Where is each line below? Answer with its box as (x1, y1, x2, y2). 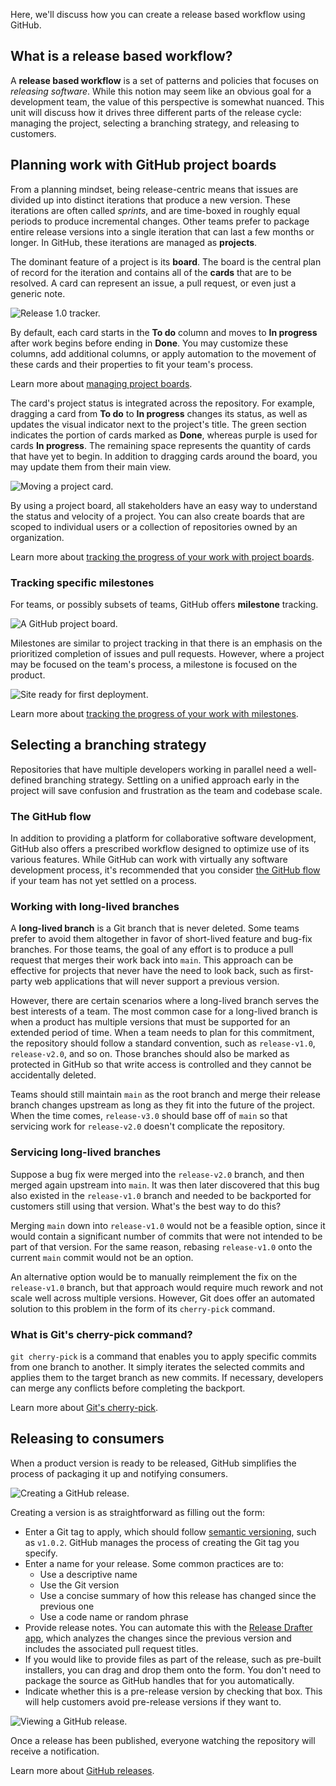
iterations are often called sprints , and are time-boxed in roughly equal (10, 204, 301, 216)
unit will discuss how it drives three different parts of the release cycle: (10, 106, 302, 118)
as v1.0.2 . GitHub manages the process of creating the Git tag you (24, 1536, 300, 1548)
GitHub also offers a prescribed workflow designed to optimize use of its (10, 843, 310, 855)
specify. (24, 1547, 58, 1559)
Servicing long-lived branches (10, 1145, 162, 1159)
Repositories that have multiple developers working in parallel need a (10, 763, 295, 775)
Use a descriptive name (39, 1568, 138, 1580)
